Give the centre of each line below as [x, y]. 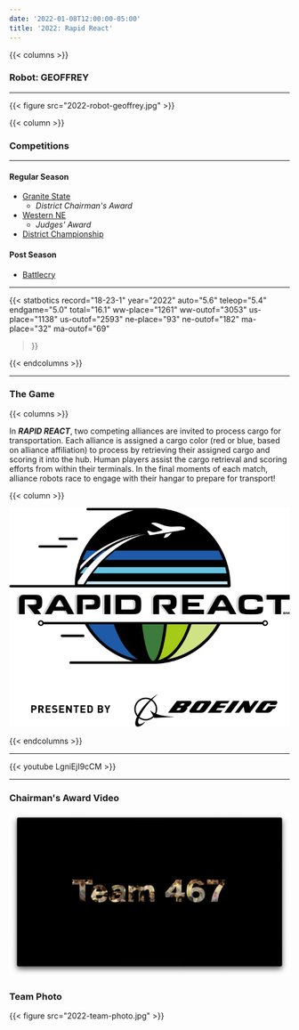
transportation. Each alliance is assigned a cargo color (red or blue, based [145, 440]
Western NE [44, 215]
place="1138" [33, 319]
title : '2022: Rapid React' [61, 28]
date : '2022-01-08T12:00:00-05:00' [75, 19]
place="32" [30, 328]
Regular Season [39, 176]
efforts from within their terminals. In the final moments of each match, [139, 468]
